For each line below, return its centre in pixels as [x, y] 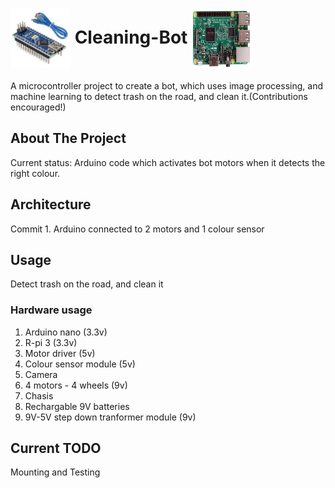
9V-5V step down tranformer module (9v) [110, 417]
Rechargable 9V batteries [77, 406]
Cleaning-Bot [131, 37]
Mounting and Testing [55, 472]
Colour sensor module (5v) [80, 364]
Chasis [39, 395]
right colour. [35, 173]
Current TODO [56, 448]
